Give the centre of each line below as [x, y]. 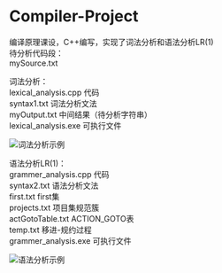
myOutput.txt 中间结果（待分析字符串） [80, 114]
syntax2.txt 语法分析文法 [54, 185]
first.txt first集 [34, 196]
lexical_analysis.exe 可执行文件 [65, 125]
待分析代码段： [36, 53]
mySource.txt [34, 63]
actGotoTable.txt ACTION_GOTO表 [72, 218]
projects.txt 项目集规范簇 [54, 207]
